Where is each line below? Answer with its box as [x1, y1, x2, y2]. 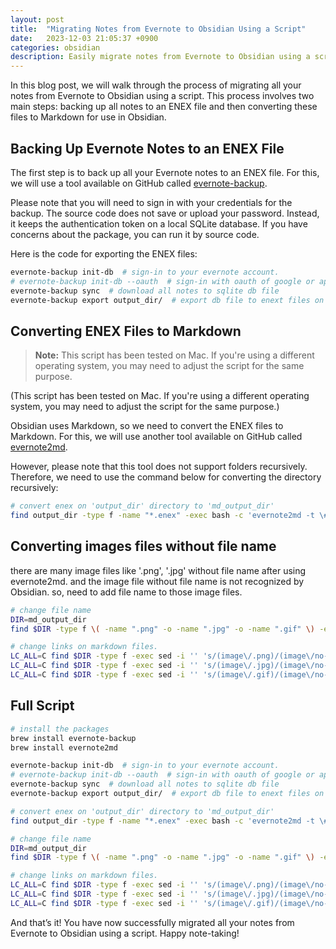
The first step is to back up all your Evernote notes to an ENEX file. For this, [10, 166, 320, 178]
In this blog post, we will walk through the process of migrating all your [10, 79, 302, 91]
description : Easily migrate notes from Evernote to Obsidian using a [10, 52, 311, 62]
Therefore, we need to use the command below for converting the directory [10, 471, 322, 483]
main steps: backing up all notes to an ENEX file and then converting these [10, 101, 318, 113]
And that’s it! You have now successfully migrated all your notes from [10, 916, 295, 928]
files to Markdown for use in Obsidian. [10, 111, 167, 123]
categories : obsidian [10, 42, 101, 53]
